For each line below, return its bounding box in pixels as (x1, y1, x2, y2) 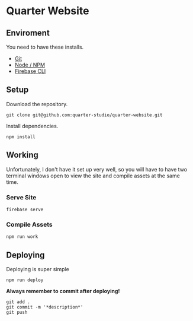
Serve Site (6, 193, 37, 201)
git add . (6, 299, 31, 305)
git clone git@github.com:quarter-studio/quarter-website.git (6, 112, 163, 118)
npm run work (6, 234, 38, 240)
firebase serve (6, 206, 44, 212)
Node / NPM (14, 61, 46, 68)
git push (6, 310, 28, 316)
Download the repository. (6, 100, 68, 107)
